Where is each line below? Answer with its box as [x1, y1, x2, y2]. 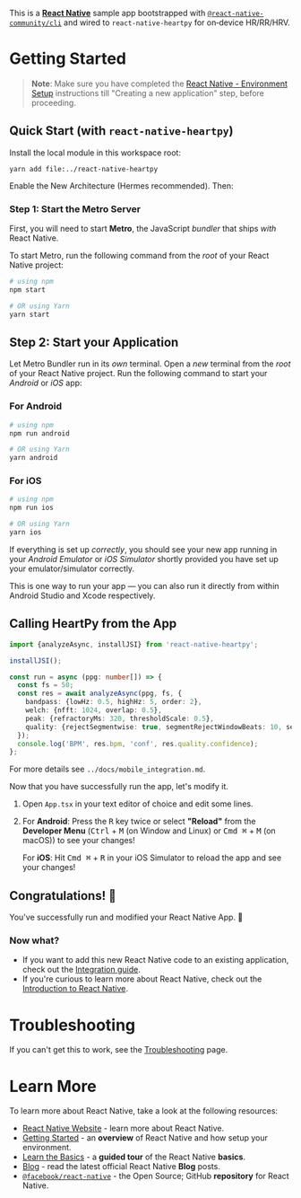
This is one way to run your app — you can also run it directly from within [9, 580, 279, 591]
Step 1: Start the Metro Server [9, 202, 142, 215]
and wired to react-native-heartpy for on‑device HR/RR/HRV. [64, 17, 291, 28]
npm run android [9, 428, 70, 438]
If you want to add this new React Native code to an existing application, [21, 955, 289, 965]
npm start [9, 285, 47, 295]
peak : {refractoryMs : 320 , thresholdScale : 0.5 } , [25, 714, 215, 723]
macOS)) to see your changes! [21, 835, 136, 846]
